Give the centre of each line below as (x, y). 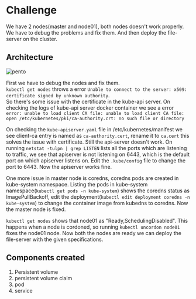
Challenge (32, 10)
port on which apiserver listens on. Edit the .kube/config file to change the (96, 160)
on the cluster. (40, 39)
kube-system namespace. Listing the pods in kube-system (77, 184)
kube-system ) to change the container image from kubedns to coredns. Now (97, 203)
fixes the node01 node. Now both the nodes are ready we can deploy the (94, 233)
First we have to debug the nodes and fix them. (63, 83)
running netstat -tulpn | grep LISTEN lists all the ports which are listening (97, 148)
